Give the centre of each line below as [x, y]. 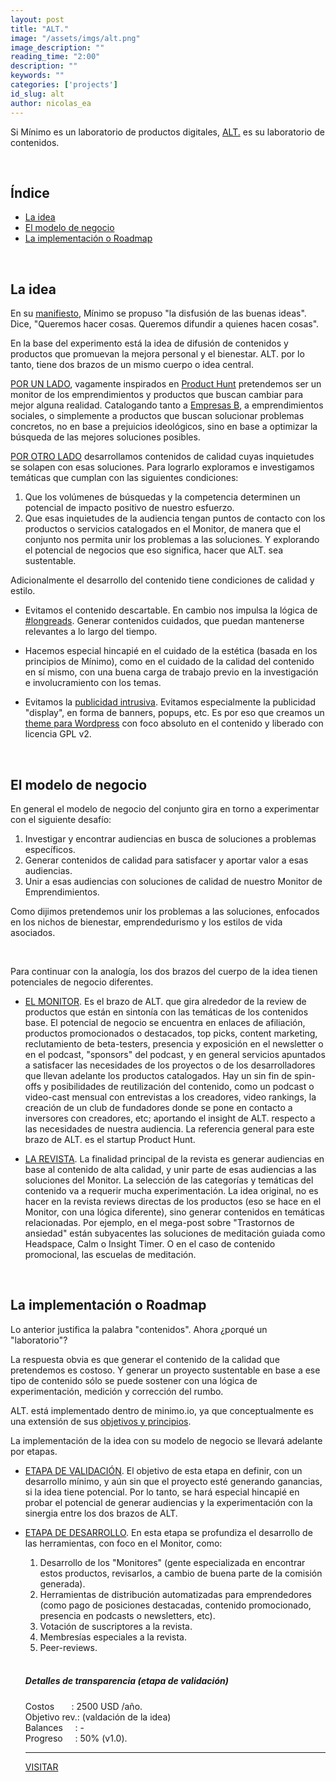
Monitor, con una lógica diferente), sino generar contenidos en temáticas [174, 1212]
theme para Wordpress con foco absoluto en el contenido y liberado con [174, 723]
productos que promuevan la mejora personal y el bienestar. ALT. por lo [157, 354]
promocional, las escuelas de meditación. [110, 1254]
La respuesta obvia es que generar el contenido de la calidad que [145, 1359]
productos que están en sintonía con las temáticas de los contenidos [166, 1012]
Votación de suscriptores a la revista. [116, 1626]
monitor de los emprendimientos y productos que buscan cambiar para [157, 395]
